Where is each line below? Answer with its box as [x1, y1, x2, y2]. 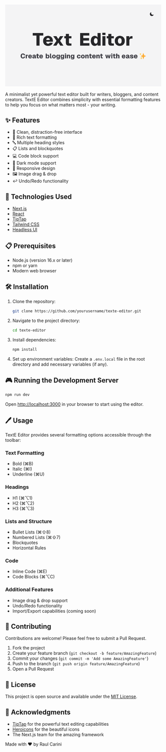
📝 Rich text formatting [12, 134, 57, 140]
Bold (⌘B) [12, 461, 34, 467]
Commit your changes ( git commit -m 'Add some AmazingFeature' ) [12, 655, 149, 661]
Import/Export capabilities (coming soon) [12, 608, 97, 614]
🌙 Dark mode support [12, 160, 56, 166]
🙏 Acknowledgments [5, 708, 71, 716]
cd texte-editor [12, 327, 46, 333]
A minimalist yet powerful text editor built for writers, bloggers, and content [5, 91, 159, 97]
